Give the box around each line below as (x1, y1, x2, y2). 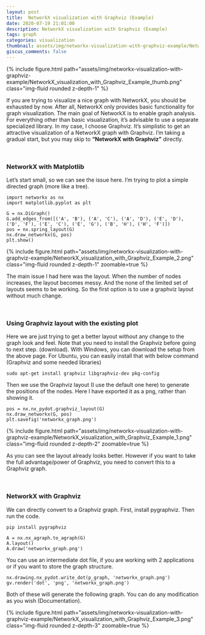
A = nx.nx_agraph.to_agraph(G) (6, 534, 86, 541)
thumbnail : (6, 43, 34, 49)
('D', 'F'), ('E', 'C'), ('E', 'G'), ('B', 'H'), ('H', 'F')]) (6, 221, 171, 227)
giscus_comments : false (6, 49, 67, 55)
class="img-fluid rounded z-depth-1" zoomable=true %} (6, 261, 148, 268)
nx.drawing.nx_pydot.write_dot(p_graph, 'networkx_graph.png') (6, 574, 171, 581)
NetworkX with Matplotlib (6, 162, 84, 171)
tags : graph (6, 32, 37, 38)
